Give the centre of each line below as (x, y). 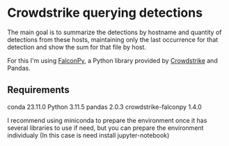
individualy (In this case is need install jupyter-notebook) (88, 135)
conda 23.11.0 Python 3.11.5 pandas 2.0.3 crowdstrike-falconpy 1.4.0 (104, 107)
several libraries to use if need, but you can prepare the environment (105, 128)
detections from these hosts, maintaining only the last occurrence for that (113, 39)
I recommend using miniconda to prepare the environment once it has (107, 120)
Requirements (38, 90)
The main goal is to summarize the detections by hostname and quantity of (114, 32)
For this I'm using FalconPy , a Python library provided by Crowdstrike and (112, 60)
